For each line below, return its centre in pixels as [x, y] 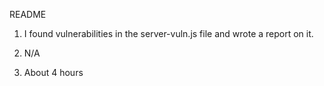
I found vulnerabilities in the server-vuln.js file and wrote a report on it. [168, 33]
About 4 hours [53, 72]
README [28, 14]
